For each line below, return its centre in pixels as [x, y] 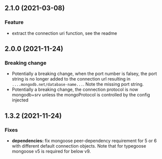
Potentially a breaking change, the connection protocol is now [75, 89]
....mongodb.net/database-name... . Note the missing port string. [78, 84]
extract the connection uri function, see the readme [64, 33]
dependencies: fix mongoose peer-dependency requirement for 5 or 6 [84, 141]
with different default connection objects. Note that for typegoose [79, 146]
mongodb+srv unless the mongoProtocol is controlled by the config [81, 95]
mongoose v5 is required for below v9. [51, 152]
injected [20, 100]
